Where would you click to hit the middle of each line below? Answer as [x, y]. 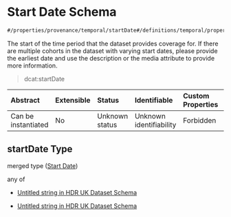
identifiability [155, 125]
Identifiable [154, 100]
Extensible [73, 100]
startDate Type [40, 149]
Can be [22, 116]
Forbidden [200, 120]
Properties [201, 104]
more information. [32, 65]
